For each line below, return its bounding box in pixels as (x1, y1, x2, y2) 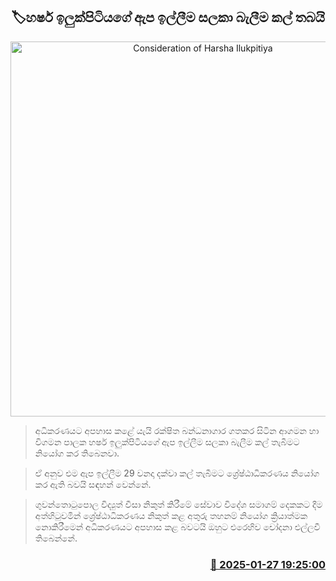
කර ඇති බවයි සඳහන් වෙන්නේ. (34, 478, 152, 490)
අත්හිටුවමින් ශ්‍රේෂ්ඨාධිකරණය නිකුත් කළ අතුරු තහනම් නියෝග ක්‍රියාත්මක (34, 509, 308, 521)
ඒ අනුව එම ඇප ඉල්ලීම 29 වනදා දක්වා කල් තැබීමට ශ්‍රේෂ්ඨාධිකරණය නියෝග (34, 467, 320, 479)
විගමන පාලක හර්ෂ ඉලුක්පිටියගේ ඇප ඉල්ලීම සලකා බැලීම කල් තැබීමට (34, 435, 300, 448)
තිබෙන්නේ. (34, 532, 78, 544)
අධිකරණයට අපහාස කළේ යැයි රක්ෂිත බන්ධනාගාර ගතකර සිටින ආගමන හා (34, 424, 320, 436)
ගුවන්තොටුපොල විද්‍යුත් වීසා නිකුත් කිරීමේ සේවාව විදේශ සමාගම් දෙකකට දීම (34, 498, 323, 510)
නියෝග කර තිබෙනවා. (34, 447, 120, 459)
